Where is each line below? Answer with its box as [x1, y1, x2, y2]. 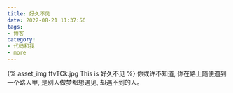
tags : [7, 23, 23, 30]
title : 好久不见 [7, 10, 50, 17]
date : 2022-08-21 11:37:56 [7, 17, 86, 24]
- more [7, 50, 27, 57]
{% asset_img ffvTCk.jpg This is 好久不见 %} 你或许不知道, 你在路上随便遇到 [7, 69, 227, 78]
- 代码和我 [7, 43, 35, 50]
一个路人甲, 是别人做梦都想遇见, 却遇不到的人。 [7, 78, 143, 86]
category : [7, 36, 36, 43]
